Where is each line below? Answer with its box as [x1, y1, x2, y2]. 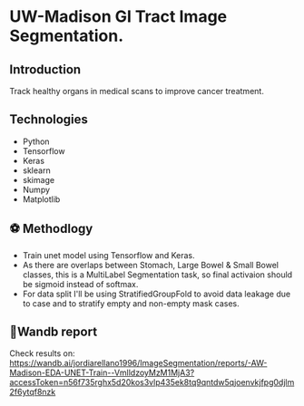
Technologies [9, 111, 89, 128]
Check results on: [9, 348, 75, 359]
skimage [22, 174, 55, 185]
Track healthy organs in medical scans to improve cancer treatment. [9, 86, 265, 96]
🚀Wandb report [9, 324, 98, 340]
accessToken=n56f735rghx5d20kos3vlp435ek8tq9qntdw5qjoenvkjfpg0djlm [9, 377, 295, 388]
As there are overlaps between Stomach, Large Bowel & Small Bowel [22, 259, 279, 270]
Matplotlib [22, 193, 61, 205]
